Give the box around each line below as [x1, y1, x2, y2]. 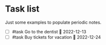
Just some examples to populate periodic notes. [5, 19, 102, 25]
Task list [5, 3, 40, 15]
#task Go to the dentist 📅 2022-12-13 [12, 29, 87, 34]
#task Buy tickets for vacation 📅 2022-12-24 [12, 34, 101, 40]
